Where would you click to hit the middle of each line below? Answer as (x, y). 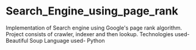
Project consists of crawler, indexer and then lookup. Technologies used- (98, 34)
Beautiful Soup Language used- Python (55, 40)
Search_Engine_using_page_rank (92, 11)
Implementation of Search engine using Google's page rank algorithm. (94, 28)
